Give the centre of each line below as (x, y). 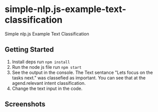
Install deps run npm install (41, 62)
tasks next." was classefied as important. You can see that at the (79, 78)
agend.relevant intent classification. (49, 83)
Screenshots (25, 104)
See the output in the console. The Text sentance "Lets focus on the (83, 72)
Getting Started (29, 49)
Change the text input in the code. (47, 88)
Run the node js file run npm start (47, 67)
